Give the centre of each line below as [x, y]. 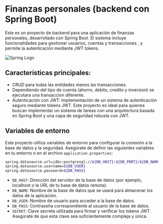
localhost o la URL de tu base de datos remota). [60, 185]
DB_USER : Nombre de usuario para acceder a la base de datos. [73, 201]
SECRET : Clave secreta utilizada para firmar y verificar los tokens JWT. [81, 211]
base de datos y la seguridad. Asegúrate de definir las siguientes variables [80, 148]
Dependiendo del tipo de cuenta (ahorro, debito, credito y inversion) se [83, 90]
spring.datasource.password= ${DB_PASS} [45, 171]
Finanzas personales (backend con [77, 9]
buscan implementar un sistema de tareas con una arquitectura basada [83, 110]
